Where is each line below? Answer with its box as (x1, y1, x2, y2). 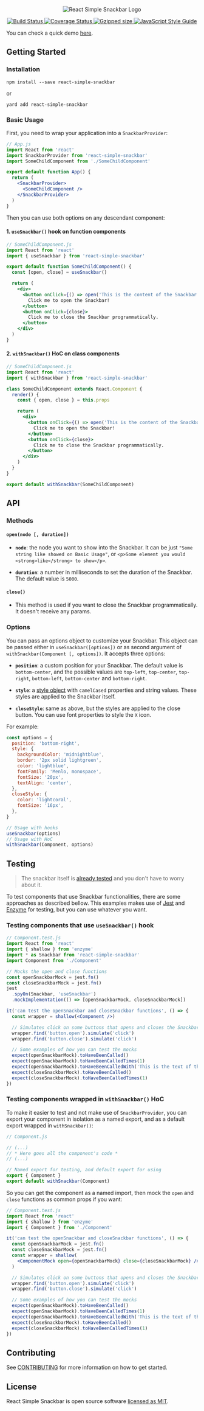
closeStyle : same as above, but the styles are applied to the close (15, 705, 181, 712)
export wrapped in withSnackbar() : (6, 1121, 93, 1129)
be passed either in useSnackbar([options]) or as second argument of (6, 643, 182, 650)
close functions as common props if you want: (6, 1196, 123, 1203)
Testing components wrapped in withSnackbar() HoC (6, 1095, 165, 1104)
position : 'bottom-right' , (12, 740, 80, 747)
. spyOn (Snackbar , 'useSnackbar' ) (12, 991, 97, 997)
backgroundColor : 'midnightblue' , (17, 751, 104, 758)
